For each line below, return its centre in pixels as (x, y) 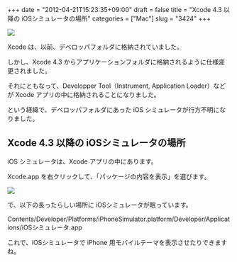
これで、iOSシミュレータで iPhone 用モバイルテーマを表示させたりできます (117, 242)
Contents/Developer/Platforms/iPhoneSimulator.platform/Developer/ (107, 219)
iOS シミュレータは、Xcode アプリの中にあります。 (82, 161)
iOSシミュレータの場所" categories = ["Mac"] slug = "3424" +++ (116, 18)
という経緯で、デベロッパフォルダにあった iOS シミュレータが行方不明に (114, 110)
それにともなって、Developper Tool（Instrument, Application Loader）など (117, 86)
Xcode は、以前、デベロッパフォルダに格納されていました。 (95, 47)
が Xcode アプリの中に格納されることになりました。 (84, 95)
